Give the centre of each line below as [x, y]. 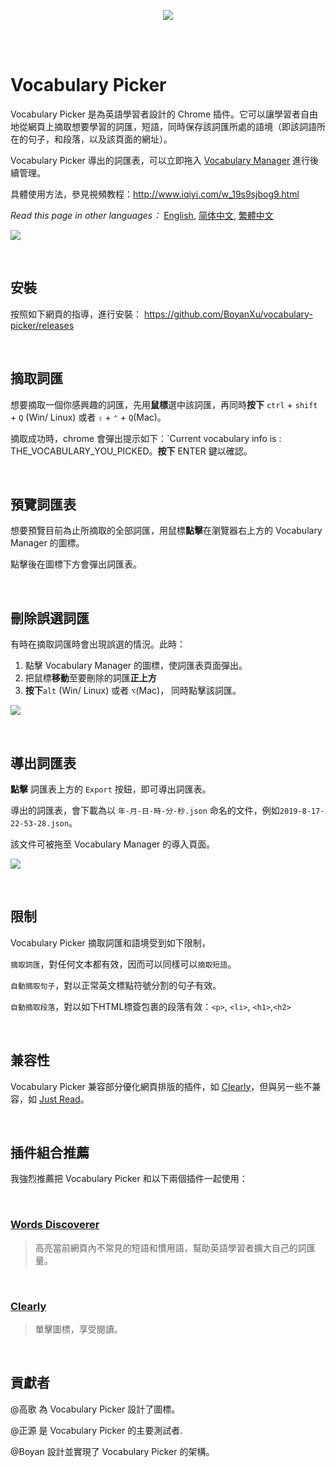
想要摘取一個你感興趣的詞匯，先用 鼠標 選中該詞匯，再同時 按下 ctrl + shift [164, 404]
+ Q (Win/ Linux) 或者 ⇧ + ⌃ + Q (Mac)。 [88, 417]
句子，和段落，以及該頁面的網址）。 [100, 139]
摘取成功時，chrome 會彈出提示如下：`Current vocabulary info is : [146, 438]
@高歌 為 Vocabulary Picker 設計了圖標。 [95, 1409]
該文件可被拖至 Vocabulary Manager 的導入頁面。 [113, 844]
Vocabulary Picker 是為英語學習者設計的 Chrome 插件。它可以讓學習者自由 [164, 114]
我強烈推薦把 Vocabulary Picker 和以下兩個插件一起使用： [129, 1179]
